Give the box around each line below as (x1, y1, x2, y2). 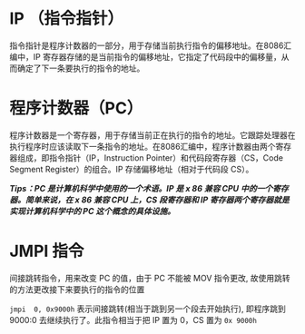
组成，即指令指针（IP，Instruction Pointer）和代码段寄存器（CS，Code (16, 152, 284, 163)
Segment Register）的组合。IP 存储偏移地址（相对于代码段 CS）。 (9, 163, 254, 174)
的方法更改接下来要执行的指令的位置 (9, 283, 145, 295)
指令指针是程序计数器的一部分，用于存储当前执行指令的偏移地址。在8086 (9, 40, 284, 51)
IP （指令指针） (9, 8, 124, 29)
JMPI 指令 (9, 241, 84, 261)
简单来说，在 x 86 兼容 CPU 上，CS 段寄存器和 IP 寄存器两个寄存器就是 (25, 194, 290, 205)
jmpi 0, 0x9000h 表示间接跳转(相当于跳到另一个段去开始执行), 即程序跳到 (9, 303, 286, 314)
